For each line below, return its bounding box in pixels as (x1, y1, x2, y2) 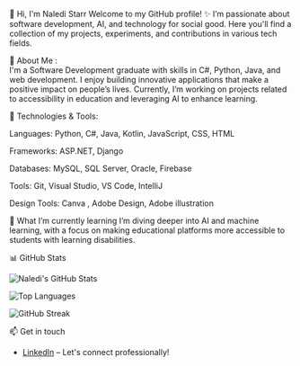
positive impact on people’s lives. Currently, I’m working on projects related (9, 84, 287, 94)
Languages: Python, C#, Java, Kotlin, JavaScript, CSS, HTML (9, 129, 235, 138)
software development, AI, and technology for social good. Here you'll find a (9, 19, 292, 29)
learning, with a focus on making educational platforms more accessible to (9, 225, 286, 236)
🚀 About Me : (9, 55, 58, 66)
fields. (9, 38, 33, 49)
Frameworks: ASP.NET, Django (9, 146, 124, 156)
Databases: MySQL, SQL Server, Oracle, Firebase (9, 163, 192, 174)
